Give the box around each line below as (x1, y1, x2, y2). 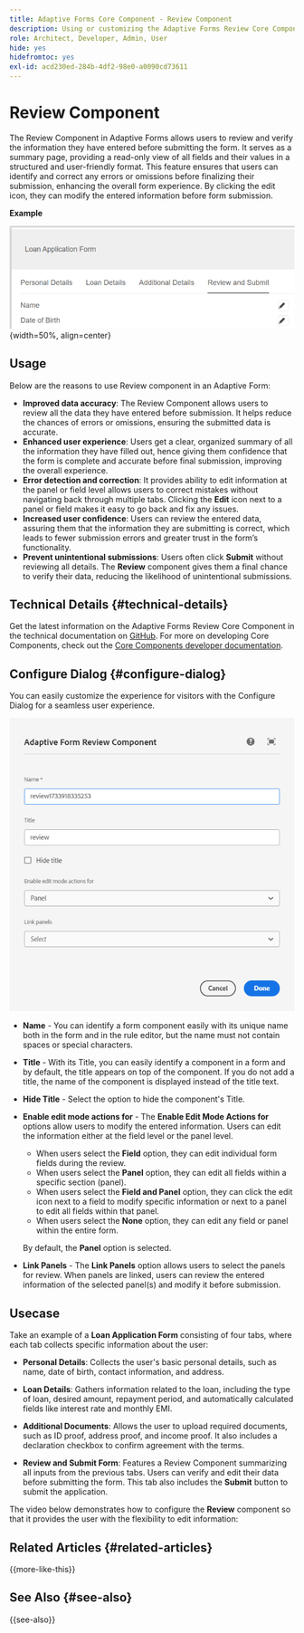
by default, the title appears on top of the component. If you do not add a (22, 1066, 295, 1077)
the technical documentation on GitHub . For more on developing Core (9, 630, 270, 642)
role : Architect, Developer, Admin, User (9, 33, 168, 43)
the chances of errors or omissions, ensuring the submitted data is (22, 416, 271, 427)
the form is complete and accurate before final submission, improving (22, 455, 282, 466)
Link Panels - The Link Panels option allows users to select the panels (22, 1260, 286, 1271)
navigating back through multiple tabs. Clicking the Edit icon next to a (22, 493, 282, 504)
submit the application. (22, 1486, 109, 1497)
